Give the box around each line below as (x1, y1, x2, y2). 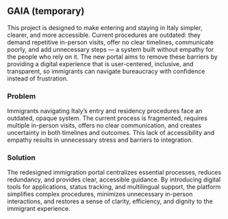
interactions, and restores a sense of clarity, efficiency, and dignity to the (7, 197, 214, 205)
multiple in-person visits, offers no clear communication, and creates (7, 121, 202, 130)
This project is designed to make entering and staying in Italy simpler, (7, 23, 203, 31)
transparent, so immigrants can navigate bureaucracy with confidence (7, 67, 205, 75)
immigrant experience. (7, 205, 71, 213)
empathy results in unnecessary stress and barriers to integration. (7, 136, 193, 144)
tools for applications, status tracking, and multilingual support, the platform (7, 183, 221, 191)
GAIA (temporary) (7, 5, 85, 17)
